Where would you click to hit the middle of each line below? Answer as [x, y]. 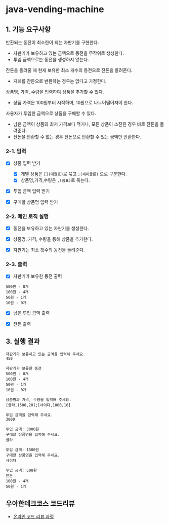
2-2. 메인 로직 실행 [27, 216]
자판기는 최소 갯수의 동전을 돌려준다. [49, 250]
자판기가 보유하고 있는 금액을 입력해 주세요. [46, 354]
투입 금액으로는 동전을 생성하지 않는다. [51, 60]
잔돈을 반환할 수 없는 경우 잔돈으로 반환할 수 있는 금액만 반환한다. [77, 137]
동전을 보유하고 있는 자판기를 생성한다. [51, 228]
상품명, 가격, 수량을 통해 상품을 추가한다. [53, 239]
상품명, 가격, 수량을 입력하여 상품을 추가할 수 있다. [55, 92]
